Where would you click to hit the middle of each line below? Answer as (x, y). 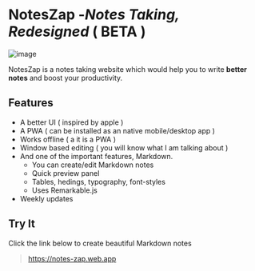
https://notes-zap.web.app (72, 258)
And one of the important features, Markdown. (96, 156)
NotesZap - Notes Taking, (94, 15)
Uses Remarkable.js (64, 190)
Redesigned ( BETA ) (77, 32)
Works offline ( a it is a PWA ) (68, 139)
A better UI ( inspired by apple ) (72, 122)
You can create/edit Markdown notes (93, 165)
